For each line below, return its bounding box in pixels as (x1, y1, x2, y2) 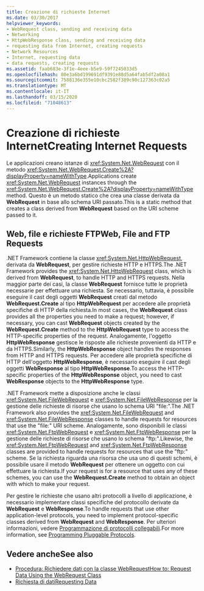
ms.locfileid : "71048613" (6, 100, 72, 106)
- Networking (6, 32, 40, 38)
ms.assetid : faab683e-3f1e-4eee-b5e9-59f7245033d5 (6, 65, 138, 72)
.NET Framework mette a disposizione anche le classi (6, 390, 141, 397)
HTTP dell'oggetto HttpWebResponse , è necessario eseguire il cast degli (6, 358, 191, 366)
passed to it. (6, 211, 38, 219)
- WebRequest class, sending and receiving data (6, 26, 132, 32)
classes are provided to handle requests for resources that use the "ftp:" (6, 448, 188, 455)
